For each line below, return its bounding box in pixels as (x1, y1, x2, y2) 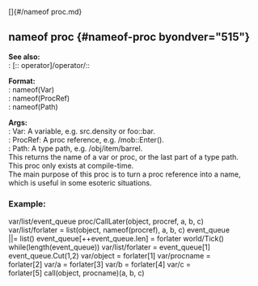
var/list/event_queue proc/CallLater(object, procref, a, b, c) (8, 216, 205, 226)
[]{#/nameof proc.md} (8, 7, 82, 16)
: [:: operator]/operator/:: (8, 60, 91, 70)
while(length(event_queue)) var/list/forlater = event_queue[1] (8, 242, 210, 252)
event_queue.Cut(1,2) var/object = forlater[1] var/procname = (8, 251, 211, 261)
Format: (8, 76, 36, 86)
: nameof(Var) (8, 84, 55, 94)
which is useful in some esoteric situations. (8, 177, 152, 187)
